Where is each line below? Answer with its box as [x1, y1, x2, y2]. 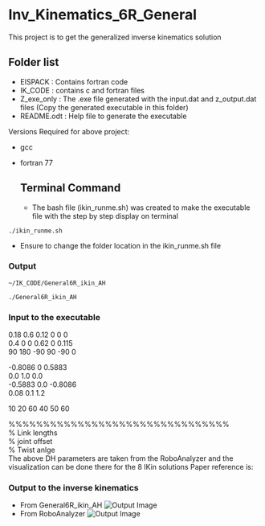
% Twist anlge [8, 445, 55, 455]
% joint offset [8, 437, 53, 446]
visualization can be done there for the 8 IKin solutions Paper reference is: [8, 462, 254, 472]
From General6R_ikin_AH [19, 500, 103, 510]
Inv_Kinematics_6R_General [8, 6, 198, 24]
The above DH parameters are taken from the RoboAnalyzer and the [8, 454, 234, 463]
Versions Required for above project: [8, 126, 130, 136]
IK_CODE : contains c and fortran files [19, 85, 145, 95]
